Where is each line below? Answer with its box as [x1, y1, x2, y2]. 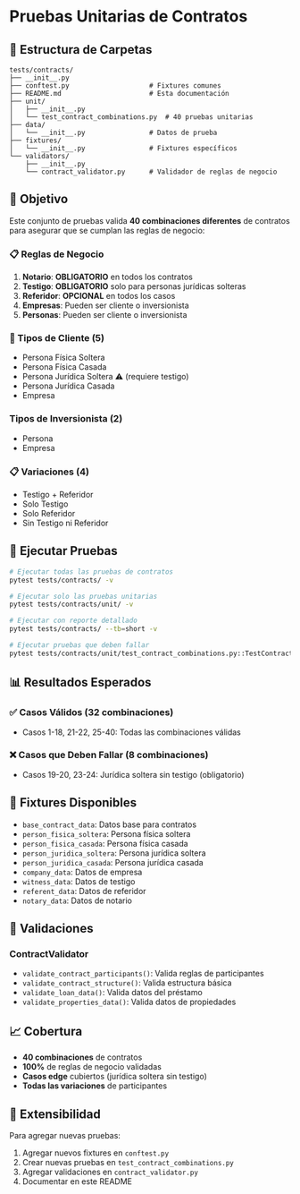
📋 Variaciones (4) [9, 465, 89, 478]
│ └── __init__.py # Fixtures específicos [9, 144, 238, 153]
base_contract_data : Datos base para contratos [21, 819, 197, 830]
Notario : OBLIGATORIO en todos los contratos [21, 271, 194, 283]
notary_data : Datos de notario [21, 895, 132, 906]
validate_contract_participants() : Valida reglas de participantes [21, 968, 265, 979]
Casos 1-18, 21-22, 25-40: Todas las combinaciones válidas [21, 727, 241, 738]
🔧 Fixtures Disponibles [9, 795, 137, 811]
